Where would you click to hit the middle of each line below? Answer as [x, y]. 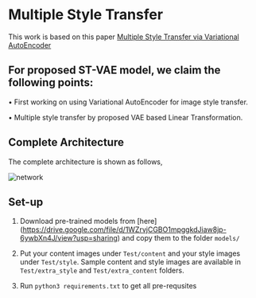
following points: [51, 82]
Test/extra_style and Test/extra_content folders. [102, 271]
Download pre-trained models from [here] [88, 222]
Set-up [26, 202]
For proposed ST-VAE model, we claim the [114, 71]
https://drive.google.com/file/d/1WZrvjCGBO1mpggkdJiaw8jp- [124, 229]
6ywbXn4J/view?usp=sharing [68, 238]
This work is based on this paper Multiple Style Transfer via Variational [124, 37]
